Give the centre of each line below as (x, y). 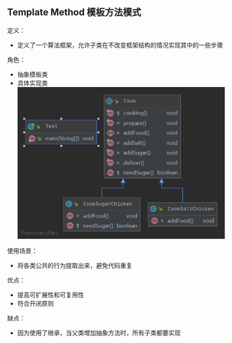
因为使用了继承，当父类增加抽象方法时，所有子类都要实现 (99, 333)
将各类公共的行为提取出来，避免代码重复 (75, 266)
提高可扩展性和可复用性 (50, 295)
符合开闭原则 (35, 304)
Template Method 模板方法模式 (74, 12)
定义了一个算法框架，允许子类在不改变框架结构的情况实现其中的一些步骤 (120, 45)
